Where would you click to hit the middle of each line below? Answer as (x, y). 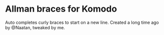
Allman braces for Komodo (61, 9)
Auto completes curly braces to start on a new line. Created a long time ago (82, 22)
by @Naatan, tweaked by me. (35, 27)
